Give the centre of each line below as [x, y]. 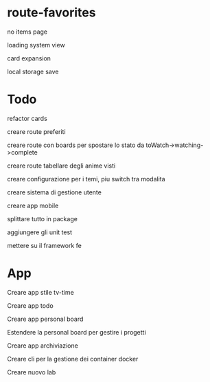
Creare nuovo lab [32, 372]
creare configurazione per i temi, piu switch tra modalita [86, 179]
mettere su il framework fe [45, 245]
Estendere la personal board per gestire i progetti [77, 332]
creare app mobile [33, 205]
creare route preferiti [37, 131]
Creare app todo [30, 305]
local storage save [33, 71]
